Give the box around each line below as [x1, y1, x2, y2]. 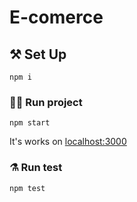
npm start [9, 118, 51, 128]
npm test [9, 183, 46, 193]
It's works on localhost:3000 [9, 136, 127, 148]
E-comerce [9, 6, 104, 29]
